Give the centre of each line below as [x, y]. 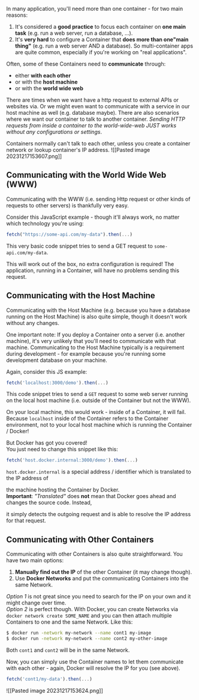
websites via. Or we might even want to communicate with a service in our [98, 106]
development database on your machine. [57, 360]
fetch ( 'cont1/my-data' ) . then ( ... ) [49, 679]
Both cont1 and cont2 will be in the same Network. [68, 650]
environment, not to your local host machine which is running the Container [99, 425]
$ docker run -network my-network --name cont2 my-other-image [87, 638]
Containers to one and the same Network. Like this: [70, 622]
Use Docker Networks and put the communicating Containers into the [102, 579]
